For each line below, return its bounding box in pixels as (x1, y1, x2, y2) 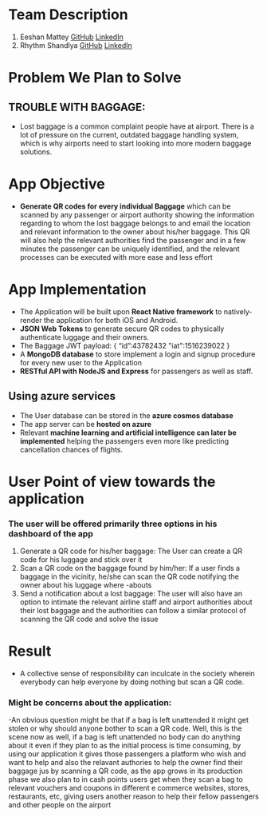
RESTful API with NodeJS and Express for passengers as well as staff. (19, 366, 253, 376)
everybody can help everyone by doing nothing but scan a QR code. (19, 677, 245, 687)
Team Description (8, 6, 129, 24)
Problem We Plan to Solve (8, 69, 182, 87)
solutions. (19, 146, 53, 157)
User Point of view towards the (8, 472, 216, 491)
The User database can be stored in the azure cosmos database (19, 410, 234, 420)
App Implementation (8, 281, 147, 299)
